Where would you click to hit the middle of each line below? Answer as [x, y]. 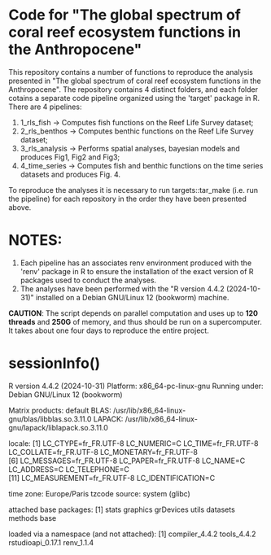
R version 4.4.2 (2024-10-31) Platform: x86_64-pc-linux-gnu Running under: [136, 386]
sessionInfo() [55, 363]
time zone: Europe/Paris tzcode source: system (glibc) [100, 493]
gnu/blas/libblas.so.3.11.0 [50, 419]
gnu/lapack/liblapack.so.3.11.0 [58, 427]
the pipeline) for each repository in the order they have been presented [127, 199]
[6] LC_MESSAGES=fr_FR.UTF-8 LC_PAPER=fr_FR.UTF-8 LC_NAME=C [127, 461]
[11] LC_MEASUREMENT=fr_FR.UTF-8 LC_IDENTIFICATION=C [112, 478]
